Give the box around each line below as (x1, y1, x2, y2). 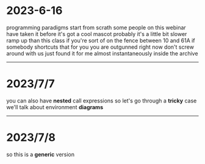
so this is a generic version (6, 151, 75, 158)
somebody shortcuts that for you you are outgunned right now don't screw (6, 43, 194, 51)
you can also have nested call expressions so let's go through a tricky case (6, 97, 197, 104)
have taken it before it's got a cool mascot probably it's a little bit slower (6, 30, 187, 37)
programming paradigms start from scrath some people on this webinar (6, 24, 186, 31)
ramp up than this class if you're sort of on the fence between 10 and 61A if (6, 37, 195, 44)
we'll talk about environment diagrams (6, 103, 104, 110)
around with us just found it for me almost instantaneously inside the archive (6, 49, 198, 57)
